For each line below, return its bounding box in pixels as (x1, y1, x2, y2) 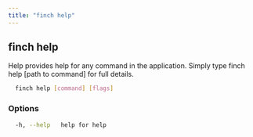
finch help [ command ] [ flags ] (15, 85, 114, 92)
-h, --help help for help (15, 121, 107, 129)
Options (8, 103, 39, 114)
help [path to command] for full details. (8, 70, 135, 79)
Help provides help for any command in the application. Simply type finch (8, 61, 245, 70)
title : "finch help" (8, 11, 76, 20)
